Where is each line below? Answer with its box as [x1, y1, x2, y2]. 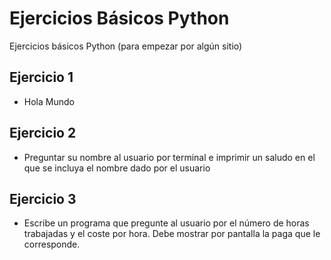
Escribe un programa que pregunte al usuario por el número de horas [23, 217, 310, 229]
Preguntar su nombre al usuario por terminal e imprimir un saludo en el [23, 151, 316, 163]
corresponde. [23, 238, 81, 251]
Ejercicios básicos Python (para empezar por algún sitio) [9, 40, 243, 52]
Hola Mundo [23, 95, 75, 107]
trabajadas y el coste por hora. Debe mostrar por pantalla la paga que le [23, 228, 321, 240]
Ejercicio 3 [9, 190, 77, 207]
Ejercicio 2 [9, 125, 77, 142]
